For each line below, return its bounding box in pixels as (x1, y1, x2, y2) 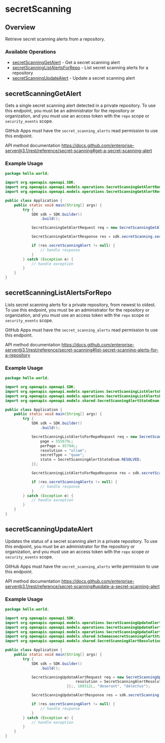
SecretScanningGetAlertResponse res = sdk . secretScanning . (31, 234, 155, 239)
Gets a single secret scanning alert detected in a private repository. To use (5, 102, 156, 109)
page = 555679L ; (40, 439, 74, 444)
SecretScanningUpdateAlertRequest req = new (31, 675, 124, 680)
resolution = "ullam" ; (40, 448, 87, 453)
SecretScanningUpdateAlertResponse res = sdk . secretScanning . (31, 693, 162, 698)
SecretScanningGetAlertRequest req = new (31, 225, 118, 230)
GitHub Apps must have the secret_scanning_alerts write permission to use (5, 563, 159, 569)
